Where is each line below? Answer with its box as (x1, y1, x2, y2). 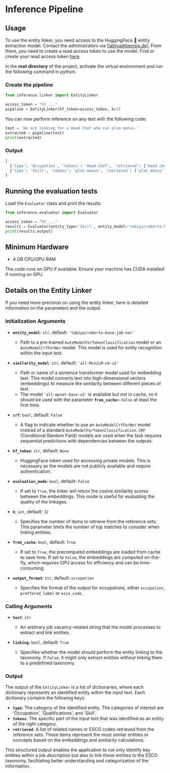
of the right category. (12, 721, 57, 727)
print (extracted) (5, 135, 42, 140)
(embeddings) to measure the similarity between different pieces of (20, 380, 161, 386)
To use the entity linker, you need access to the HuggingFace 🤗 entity (5, 37, 150, 43)
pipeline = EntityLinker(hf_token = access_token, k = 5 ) (5, 107, 121, 112)
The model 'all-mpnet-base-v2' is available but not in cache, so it (20, 391, 158, 397)
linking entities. (20, 529, 52, 535)
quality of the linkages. (20, 498, 68, 505)
